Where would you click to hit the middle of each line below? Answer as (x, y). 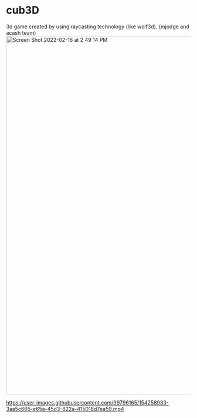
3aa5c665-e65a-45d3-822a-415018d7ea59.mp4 (65, 409)
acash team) (21, 32)
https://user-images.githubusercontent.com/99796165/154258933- (87, 402)
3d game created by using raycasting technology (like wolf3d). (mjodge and (98, 26)
